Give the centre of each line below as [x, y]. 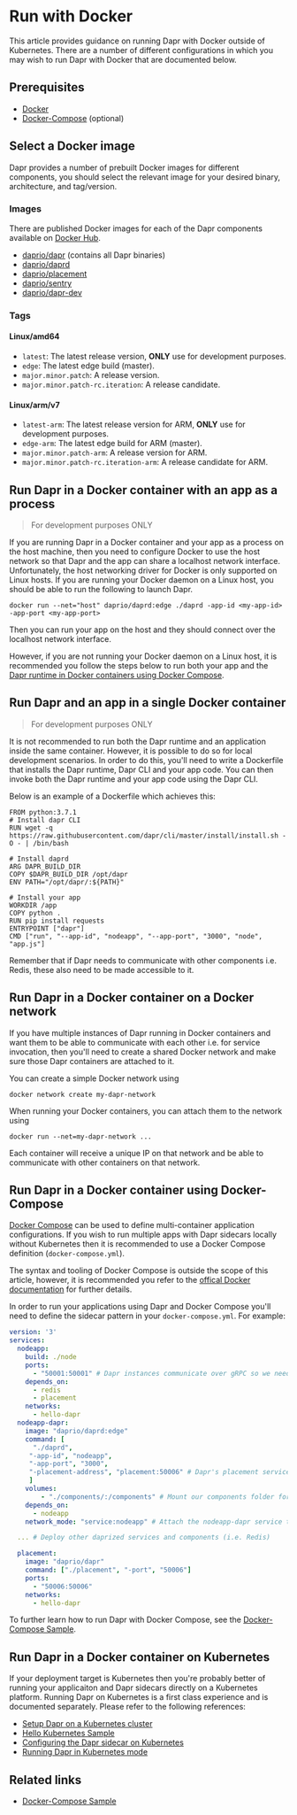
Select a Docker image [72, 147]
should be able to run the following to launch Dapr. [101, 589]
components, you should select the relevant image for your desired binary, [145, 177]
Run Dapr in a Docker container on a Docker [132, 998]
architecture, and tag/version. [63, 186]
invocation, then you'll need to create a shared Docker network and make [143, 1052]
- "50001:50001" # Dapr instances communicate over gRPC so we [152, 1373]
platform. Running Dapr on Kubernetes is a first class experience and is [139, 1697]
